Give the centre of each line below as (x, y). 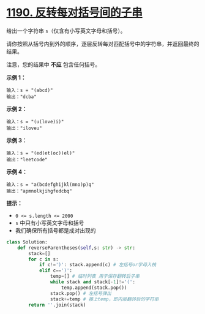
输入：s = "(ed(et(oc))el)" (41, 153)
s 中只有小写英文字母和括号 (50, 223)
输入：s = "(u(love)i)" (35, 121)
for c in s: (44, 259)
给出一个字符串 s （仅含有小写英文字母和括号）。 (66, 31)
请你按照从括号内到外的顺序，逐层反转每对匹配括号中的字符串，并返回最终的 (103, 44)
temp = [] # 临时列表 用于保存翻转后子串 (95, 277)
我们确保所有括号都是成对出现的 (55, 230)
